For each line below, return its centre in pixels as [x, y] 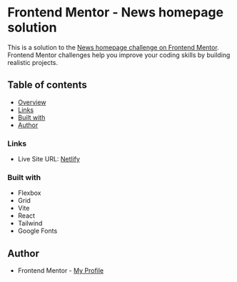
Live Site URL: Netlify [49, 159]
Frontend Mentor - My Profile [61, 271]
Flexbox [29, 193]
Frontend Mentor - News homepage [115, 12]
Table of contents [47, 85]
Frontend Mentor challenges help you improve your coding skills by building [119, 55]
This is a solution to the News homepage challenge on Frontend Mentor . [113, 47]
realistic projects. [33, 62]
